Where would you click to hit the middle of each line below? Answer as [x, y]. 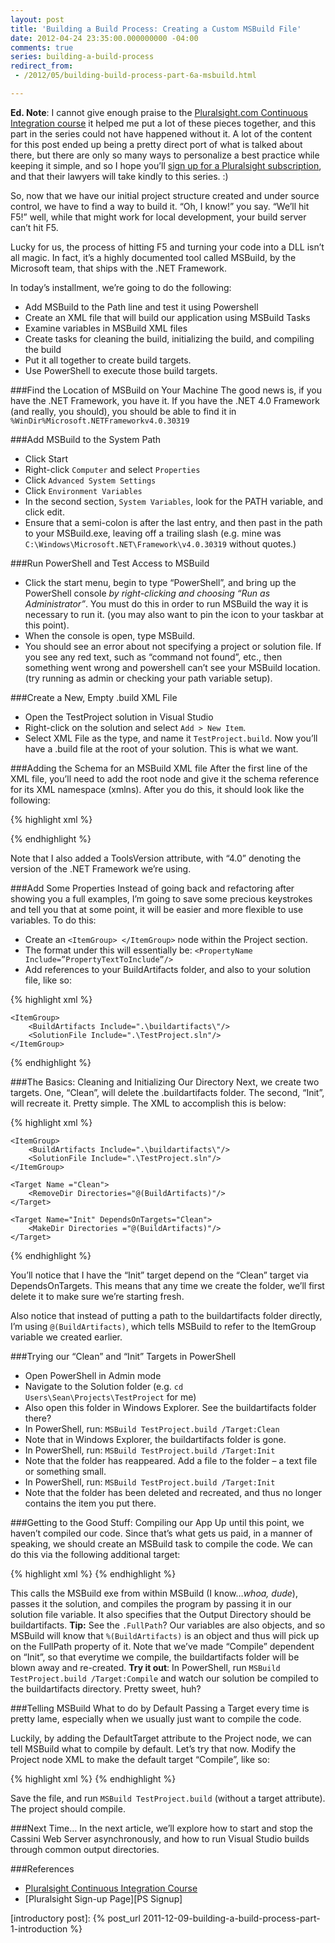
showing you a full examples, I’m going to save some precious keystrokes [161, 898]
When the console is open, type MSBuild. [110, 635]
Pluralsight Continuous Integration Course [111, 1888]
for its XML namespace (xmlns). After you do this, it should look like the [157, 789]
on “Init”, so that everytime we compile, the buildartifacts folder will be [155, 1657]
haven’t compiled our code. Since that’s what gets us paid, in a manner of [161, 1533]
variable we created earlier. [66, 1337]
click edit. [44, 512]
